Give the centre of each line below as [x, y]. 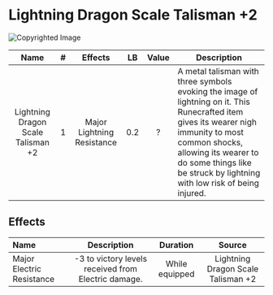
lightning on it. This [214, 102]
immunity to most [210, 132]
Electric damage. [110, 279]
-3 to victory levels [111, 258]
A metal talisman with [219, 71]
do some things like [214, 163]
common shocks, [210, 142]
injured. [192, 193]
